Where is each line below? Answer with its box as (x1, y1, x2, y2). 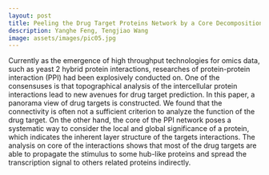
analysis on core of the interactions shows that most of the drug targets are (8, 141, 258, 150)
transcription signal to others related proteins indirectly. (8, 157, 191, 168)
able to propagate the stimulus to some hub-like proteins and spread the (8, 149, 247, 159)
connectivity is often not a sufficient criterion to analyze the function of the (8, 107, 255, 117)
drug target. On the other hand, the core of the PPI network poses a (8, 115, 232, 125)
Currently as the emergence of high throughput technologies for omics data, (8, 56, 260, 66)
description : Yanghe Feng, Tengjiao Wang (8, 26, 149, 34)
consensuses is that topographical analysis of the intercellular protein (8, 82, 238, 91)
